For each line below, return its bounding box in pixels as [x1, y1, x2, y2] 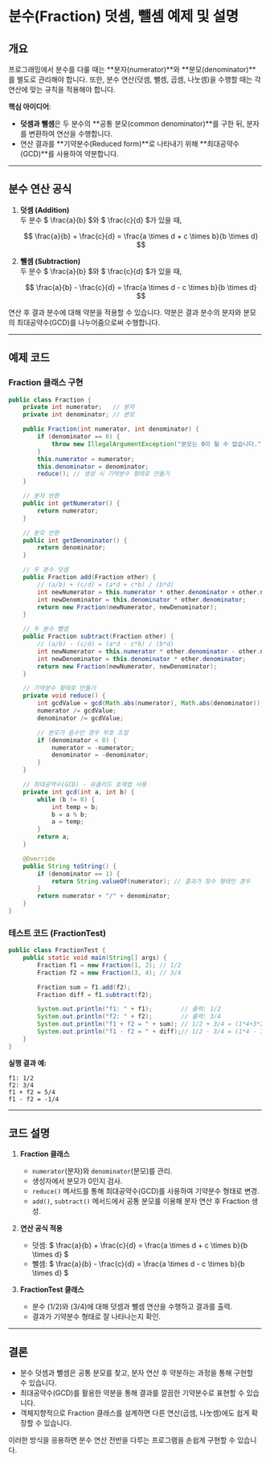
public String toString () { [22, 862, 117, 870]
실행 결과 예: [8, 1058, 47, 1068]
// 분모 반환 [22, 529, 60, 537]
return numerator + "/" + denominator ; [37, 892, 171, 900]
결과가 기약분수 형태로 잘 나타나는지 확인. [31, 1312, 162, 1321]
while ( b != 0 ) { [37, 795, 95, 803]
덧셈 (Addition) [19, 205, 70, 214]
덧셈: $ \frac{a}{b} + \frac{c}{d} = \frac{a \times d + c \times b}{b [31, 1240, 248, 1250]
